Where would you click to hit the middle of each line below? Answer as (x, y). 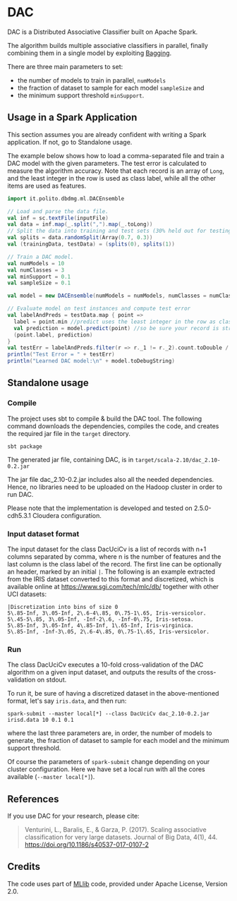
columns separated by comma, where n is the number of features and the (114, 556)
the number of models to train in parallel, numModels (92, 80)
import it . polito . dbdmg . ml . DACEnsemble (66, 198)
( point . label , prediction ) (53, 335)
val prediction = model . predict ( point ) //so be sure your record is (116, 328)
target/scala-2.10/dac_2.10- (178, 460)
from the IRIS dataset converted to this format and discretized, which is (111, 579)
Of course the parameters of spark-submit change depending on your (109, 762)
